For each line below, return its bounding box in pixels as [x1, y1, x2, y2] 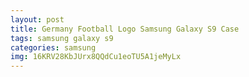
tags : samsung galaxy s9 [10, 33, 114, 43]
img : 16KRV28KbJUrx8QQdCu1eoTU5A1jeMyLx [10, 52, 182, 62]
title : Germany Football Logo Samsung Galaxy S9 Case [10, 24, 240, 34]
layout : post [10, 14, 65, 25]
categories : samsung [10, 42, 97, 53]
